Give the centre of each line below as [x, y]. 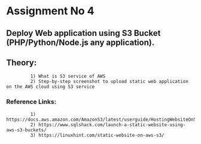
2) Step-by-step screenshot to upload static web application [109, 82]
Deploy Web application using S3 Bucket [83, 33]
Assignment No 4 [50, 11]
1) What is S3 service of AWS [68, 76]
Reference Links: [31, 102]
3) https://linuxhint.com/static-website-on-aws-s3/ [97, 135]
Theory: [22, 62]
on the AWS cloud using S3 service [51, 87]
